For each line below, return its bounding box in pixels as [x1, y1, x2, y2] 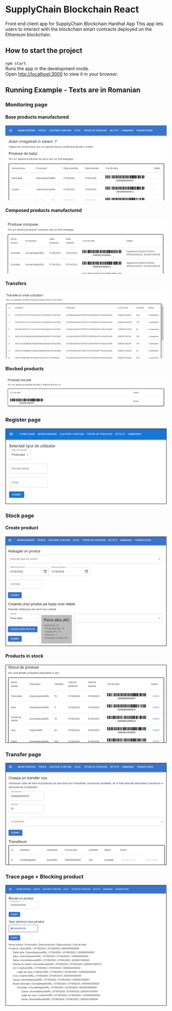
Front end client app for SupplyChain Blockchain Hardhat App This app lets [5, 21, 164, 27]
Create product [5, 525, 38, 531]
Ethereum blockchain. [5, 31, 51, 37]
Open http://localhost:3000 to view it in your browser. [5, 71, 119, 77]
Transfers [5, 281, 27, 287]
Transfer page [5, 751, 41, 758]
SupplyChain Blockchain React [5, 4, 139, 15]
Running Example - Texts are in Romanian [5, 86, 141, 94]
